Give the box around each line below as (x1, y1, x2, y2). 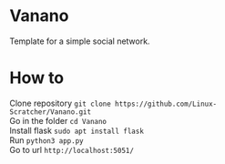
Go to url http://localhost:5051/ (9, 144, 135, 155)
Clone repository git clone (9, 97, 111, 108)
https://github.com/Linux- (115, 99, 218, 108)
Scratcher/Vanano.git (9, 107, 92, 117)
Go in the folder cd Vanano (9, 115, 107, 126)
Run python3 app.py (9, 134, 84, 146)
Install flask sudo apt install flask (9, 125, 144, 136)
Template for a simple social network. (9, 36, 150, 46)
